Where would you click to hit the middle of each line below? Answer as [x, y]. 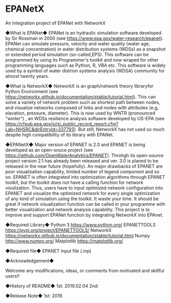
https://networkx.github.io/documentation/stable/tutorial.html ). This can [81, 97]
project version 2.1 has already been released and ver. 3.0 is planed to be [82, 160]
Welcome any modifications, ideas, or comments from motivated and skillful [85, 270]
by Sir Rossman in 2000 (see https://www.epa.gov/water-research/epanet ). [84, 38]
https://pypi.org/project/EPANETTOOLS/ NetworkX [59, 230]
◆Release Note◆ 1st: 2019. [34, 295]
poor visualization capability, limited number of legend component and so [82, 172]
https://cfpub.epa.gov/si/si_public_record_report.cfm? [62, 124]
